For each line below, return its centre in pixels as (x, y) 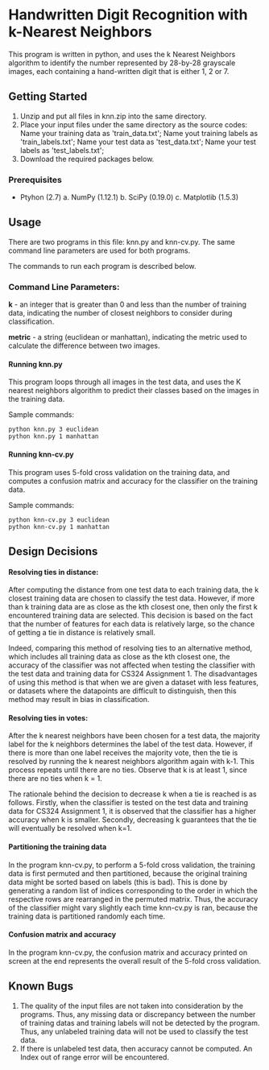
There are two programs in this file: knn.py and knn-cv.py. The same (122, 242)
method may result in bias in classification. (79, 700)
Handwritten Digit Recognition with (128, 15)
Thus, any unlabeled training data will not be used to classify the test (134, 1031)
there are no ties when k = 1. (55, 779)
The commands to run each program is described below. (102, 266)
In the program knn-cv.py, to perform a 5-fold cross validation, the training (132, 865)
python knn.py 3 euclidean (54, 430)
